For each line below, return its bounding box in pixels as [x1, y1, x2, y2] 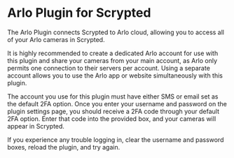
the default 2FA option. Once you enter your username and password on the [7, 99, 228, 108]
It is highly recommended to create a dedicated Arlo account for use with [7, 49, 219, 57]
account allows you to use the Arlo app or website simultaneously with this [7, 71, 223, 80]
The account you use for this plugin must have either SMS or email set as [7, 92, 219, 101]
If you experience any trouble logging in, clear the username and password [7, 135, 224, 144]
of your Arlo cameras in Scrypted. [7, 35, 105, 43]
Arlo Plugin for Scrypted [7, 5, 151, 21]
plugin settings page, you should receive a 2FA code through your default [7, 107, 219, 115]
